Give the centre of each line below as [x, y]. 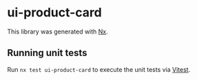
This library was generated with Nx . [58, 31]
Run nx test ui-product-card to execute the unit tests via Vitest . [99, 69]
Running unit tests [47, 53]
